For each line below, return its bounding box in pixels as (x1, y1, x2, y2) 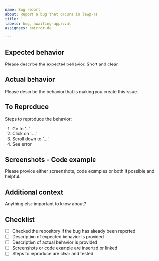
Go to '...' (12, 125, 31, 131)
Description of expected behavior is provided (12, 234, 104, 240)
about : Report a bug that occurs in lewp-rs (5, 12, 98, 17)
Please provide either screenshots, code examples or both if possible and (5, 168, 155, 174)
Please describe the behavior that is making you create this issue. (5, 88, 139, 94)
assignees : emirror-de (5, 26, 52, 31)
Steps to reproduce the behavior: (5, 116, 72, 122)
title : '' (5, 16, 26, 21)
